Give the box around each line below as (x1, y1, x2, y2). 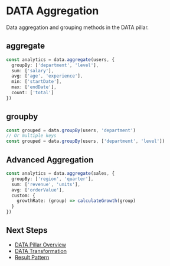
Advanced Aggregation (6, 155, 94, 165)
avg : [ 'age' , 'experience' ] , (11, 73, 83, 79)
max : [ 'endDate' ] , (11, 84, 57, 90)
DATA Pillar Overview (14, 241, 67, 248)
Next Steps (6, 225, 48, 235)
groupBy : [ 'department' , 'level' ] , (11, 62, 99, 68)
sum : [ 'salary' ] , (11, 68, 54, 73)
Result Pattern (14, 254, 50, 261)
